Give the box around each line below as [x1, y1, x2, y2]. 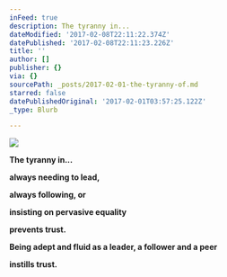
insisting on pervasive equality [9, 207, 127, 218]
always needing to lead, [9, 172, 100, 183]
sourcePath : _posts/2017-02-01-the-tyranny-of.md [9, 80, 199, 89]
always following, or [9, 190, 87, 201]
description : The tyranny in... [9, 22, 130, 31]
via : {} [9, 72, 39, 81]
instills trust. [9, 259, 58, 270]
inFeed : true [9, 13, 58, 22]
